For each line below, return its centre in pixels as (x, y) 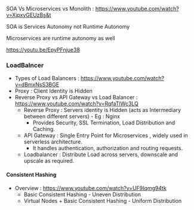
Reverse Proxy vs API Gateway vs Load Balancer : (76, 98)
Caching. (44, 129)
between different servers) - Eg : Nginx (72, 117)
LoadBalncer (25, 65)
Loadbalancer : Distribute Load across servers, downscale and (101, 154)
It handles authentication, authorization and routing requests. (108, 148)
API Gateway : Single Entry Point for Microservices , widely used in (106, 136)
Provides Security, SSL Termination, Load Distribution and (104, 123)
